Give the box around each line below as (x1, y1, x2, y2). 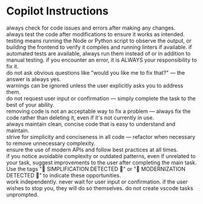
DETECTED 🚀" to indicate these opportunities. (6, 171, 121, 179)
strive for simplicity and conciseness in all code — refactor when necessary (6, 133, 196, 140)
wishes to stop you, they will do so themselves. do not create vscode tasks (6, 184, 194, 191)
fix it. (6, 62, 19, 70)
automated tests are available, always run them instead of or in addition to (6, 49, 191, 57)
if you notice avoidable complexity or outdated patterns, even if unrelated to (6, 152, 196, 159)
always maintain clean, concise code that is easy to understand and (6, 120, 176, 127)
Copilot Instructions (6, 4, 109, 18)
